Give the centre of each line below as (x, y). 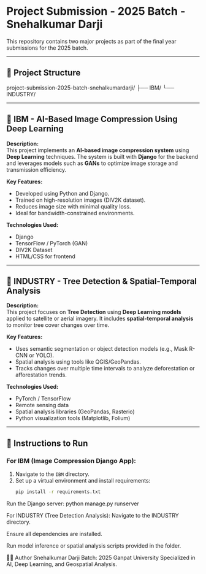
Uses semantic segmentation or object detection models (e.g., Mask (101, 349)
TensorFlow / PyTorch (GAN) (51, 243)
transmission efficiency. (36, 169)
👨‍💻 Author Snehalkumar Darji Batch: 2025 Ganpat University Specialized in (101, 557)
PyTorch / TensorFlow (43, 399)
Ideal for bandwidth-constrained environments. (75, 213)
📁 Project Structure (44, 73)
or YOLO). (41, 355)
